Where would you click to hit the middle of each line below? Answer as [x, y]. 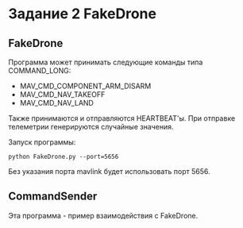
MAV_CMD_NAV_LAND [56, 103]
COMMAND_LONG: [40, 71]
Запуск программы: [42, 142]
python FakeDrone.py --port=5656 [64, 157]
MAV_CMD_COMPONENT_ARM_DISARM [85, 86]
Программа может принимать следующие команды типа [106, 62]
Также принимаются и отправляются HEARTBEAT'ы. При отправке [122, 118]
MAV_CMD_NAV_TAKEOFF [62, 95]
